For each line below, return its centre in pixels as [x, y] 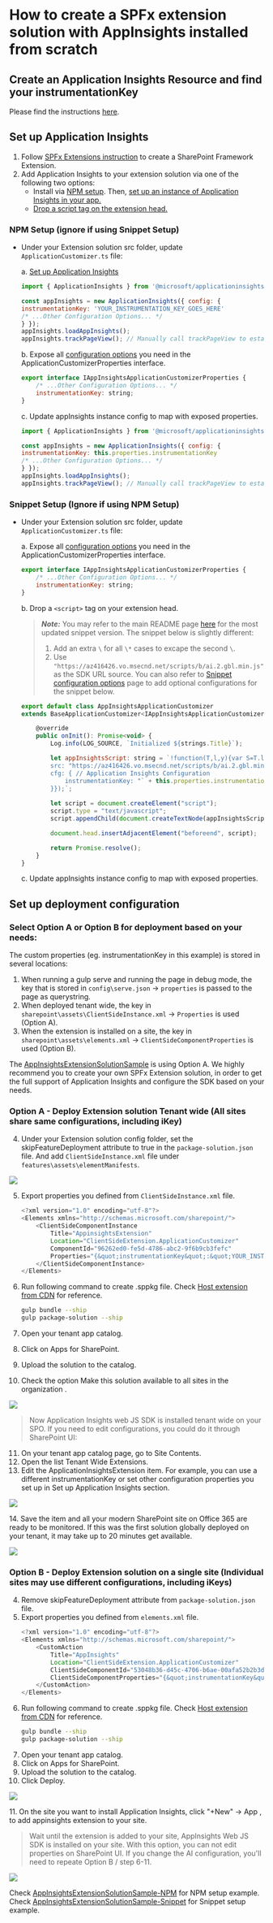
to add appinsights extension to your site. [78, 1820]
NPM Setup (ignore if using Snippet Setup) [94, 229]
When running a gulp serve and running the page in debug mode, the [136, 980]
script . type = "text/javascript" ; [109, 811]
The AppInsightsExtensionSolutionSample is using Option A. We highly [127, 1064]
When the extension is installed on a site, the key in [107, 1031]
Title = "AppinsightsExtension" [101, 1234]
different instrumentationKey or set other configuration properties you [137, 1479]
